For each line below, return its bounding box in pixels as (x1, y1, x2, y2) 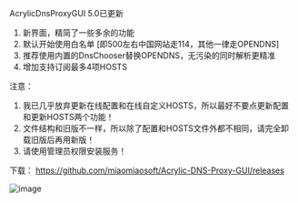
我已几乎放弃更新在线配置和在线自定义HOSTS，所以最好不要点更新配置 (22, 100, 289, 111)
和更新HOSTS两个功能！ (22, 112, 114, 122)
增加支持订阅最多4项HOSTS (22, 62, 127, 72)
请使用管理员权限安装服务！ (22, 146, 127, 157)
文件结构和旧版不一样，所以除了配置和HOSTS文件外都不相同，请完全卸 (22, 123, 289, 134)
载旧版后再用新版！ (22, 135, 95, 145)
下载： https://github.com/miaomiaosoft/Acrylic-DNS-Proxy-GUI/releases (9, 165, 284, 176)
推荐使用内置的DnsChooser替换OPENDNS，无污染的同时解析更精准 (22, 50, 275, 61)
